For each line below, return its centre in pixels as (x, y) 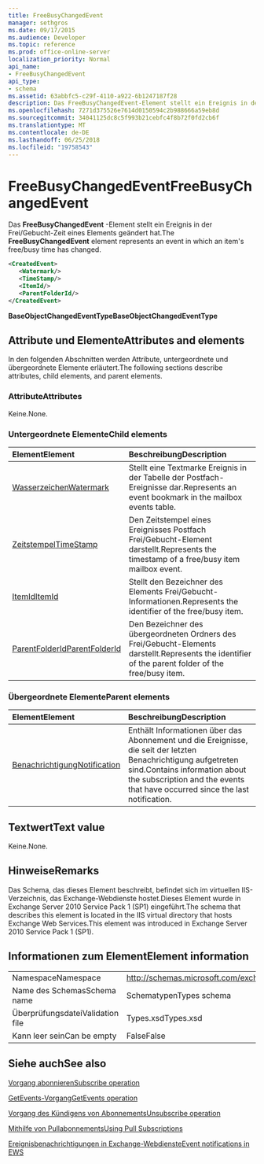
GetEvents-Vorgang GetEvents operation (73, 1098)
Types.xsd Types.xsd (164, 1018)
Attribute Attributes (45, 397)
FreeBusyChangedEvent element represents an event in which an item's (126, 242)
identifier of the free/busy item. (186, 611)
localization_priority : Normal (59, 60)
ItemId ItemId (35, 597)
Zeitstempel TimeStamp (55, 544)
